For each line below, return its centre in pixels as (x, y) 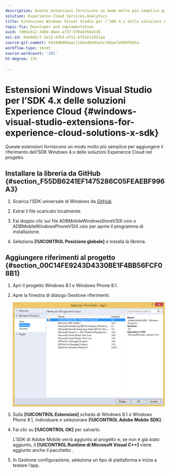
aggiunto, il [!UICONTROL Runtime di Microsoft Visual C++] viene (82, 445)
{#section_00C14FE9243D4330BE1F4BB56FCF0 (84, 265)
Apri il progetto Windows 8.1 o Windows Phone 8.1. (65, 285)
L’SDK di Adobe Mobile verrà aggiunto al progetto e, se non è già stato (86, 440)
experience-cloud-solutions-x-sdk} (82, 133)
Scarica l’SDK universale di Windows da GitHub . (62, 201)
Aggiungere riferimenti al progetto (60, 257)
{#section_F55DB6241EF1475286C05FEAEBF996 (85, 181)
